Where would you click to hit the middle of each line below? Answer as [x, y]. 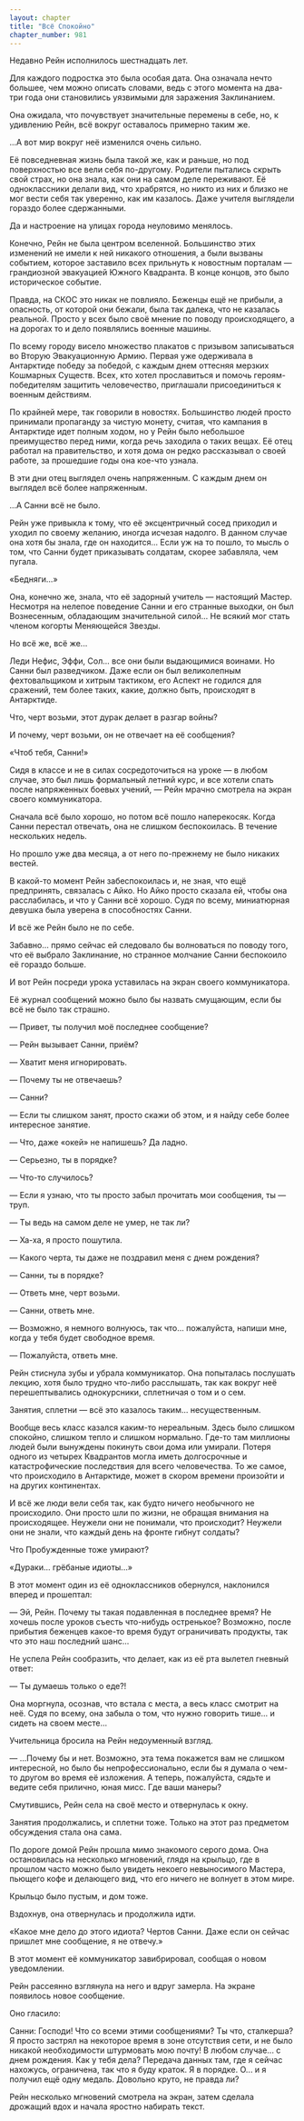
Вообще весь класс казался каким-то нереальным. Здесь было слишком [152, 1427]
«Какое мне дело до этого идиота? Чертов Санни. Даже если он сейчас [150, 1932]
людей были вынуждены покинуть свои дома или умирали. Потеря [140, 1447]
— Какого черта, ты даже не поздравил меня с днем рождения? [135, 1258]
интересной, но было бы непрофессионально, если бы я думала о [138, 1768]
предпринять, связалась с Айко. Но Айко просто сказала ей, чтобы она [148, 891]
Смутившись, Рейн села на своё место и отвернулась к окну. [129, 1805]
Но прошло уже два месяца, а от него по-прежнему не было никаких [144, 854]
